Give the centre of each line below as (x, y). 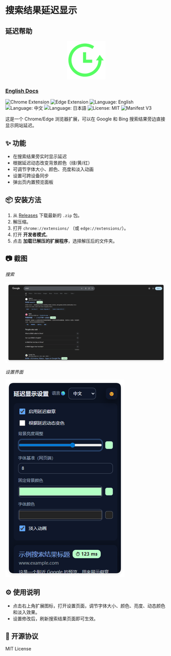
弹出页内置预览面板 (33, 182)
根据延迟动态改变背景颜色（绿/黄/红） (52, 163)
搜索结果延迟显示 (41, 11)
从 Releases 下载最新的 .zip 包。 (47, 215)
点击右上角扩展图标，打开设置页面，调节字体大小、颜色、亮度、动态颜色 (89, 606)
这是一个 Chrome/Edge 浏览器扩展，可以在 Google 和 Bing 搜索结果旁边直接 (85, 119)
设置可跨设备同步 (31, 176)
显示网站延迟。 (21, 126)
